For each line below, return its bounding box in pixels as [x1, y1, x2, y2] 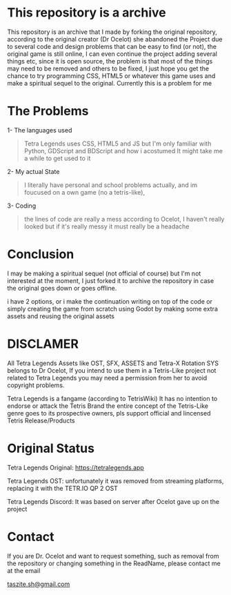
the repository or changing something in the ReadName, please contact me [7, 559, 221, 567]
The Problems [7, 104, 89, 119]
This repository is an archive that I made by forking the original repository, [7, 28, 217, 36]
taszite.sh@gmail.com [7, 580, 70, 588]
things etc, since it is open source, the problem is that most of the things [7, 57, 213, 65]
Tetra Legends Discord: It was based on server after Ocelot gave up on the [7, 497, 219, 505]
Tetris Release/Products [7, 416, 75, 425]
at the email [7, 566, 41, 574]
